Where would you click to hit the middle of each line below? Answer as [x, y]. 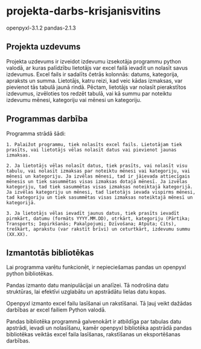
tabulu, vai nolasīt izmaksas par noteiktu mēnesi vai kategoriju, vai [98, 171]
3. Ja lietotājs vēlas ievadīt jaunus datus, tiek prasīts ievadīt [93, 213]
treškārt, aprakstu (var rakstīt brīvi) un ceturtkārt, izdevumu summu [98, 229]
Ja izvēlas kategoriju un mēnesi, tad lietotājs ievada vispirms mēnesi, [101, 192]
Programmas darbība [47, 119]
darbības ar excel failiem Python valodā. [56, 310]
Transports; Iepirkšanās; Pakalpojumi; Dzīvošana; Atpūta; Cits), [91, 224]
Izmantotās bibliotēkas [50, 253]
